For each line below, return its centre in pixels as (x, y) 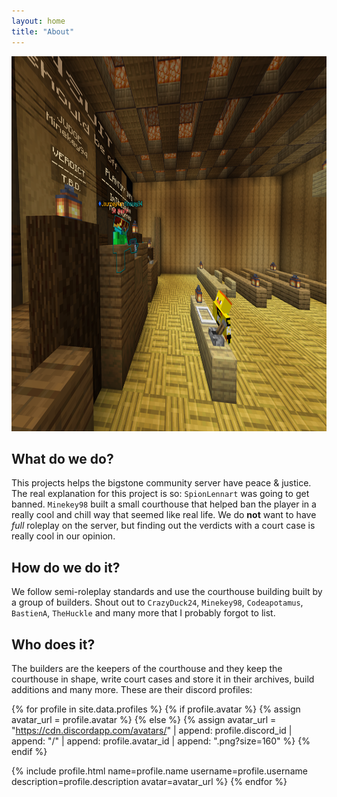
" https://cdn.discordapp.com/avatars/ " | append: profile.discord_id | (152, 730)
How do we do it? (66, 567)
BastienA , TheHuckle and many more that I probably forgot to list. (143, 613)
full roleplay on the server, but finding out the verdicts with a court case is (163, 526)
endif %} (29, 751)
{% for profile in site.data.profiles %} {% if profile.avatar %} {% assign (156, 709)
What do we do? (62, 458)
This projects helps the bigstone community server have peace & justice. (161, 483)
